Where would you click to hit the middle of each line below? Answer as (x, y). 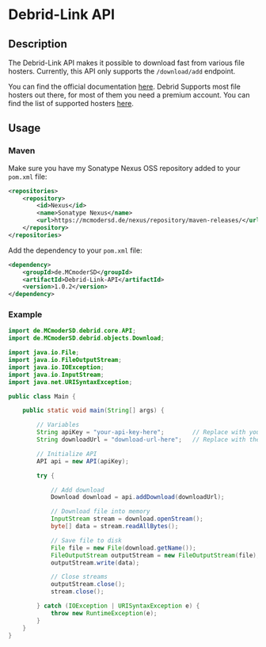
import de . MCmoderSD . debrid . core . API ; (72, 331)
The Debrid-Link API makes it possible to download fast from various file (127, 63)
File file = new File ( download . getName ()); (123, 548)
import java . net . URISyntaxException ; (70, 382)
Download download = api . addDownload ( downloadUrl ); (137, 497)
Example (25, 314)
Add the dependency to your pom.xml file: (75, 250)
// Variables (58, 425)
